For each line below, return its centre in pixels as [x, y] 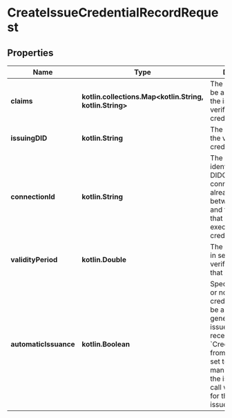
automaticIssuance [43, 344]
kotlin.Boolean [106, 344]
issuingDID [29, 138]
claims [22, 101]
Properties [30, 53]
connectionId [33, 197]
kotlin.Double [104, 260]
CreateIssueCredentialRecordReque [113, 13]
